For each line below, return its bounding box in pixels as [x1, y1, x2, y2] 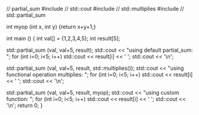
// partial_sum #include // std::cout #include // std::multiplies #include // [6, 5, 185, 12]
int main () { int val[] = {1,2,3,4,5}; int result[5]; [6, 35, 121, 42]
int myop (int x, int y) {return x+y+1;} [6, 23, 96, 30]
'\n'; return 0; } [6, 102, 43, 109]
